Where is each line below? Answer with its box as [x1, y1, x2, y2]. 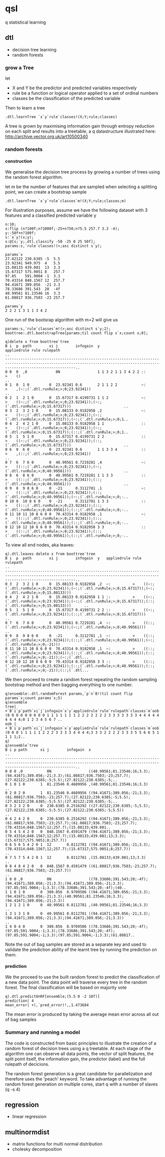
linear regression [12, 1114, 47, 1120]
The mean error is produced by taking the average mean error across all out [5, 1011, 159, 1018]
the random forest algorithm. [5, 174, 63, 180]
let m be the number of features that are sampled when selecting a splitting [5, 184, 157, 190]
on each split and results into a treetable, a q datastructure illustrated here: [5, 129, 156, 135]
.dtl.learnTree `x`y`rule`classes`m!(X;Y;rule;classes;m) [5, 199, 126, 204]
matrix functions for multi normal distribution [12, 1141, 103, 1147]
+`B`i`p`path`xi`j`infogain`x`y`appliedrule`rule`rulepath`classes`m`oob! [5, 709, 162, 714]
